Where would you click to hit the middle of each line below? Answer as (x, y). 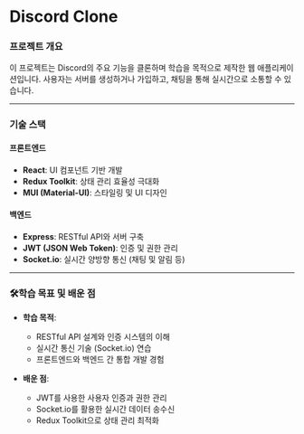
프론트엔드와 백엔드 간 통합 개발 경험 (100, 360)
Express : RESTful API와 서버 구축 (83, 236)
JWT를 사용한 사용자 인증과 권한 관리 (101, 398)
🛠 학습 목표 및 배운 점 (52, 293)
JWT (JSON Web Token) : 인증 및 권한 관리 (100, 248)
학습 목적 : (39, 317)
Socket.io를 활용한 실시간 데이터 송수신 (105, 410)
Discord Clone (64, 17)
